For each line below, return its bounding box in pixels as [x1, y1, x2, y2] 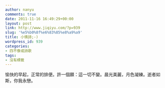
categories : [5, 44, 30, 49]
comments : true [5, 12, 36, 17]
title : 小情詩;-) [5, 35, 38, 40]
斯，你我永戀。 [5, 78, 35, 84]
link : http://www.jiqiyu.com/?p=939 [5, 26, 80, 30]
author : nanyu [5, 7, 34, 12]
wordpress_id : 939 [5, 39, 43, 44]
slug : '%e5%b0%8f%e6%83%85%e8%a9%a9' [5, 30, 83, 35]
